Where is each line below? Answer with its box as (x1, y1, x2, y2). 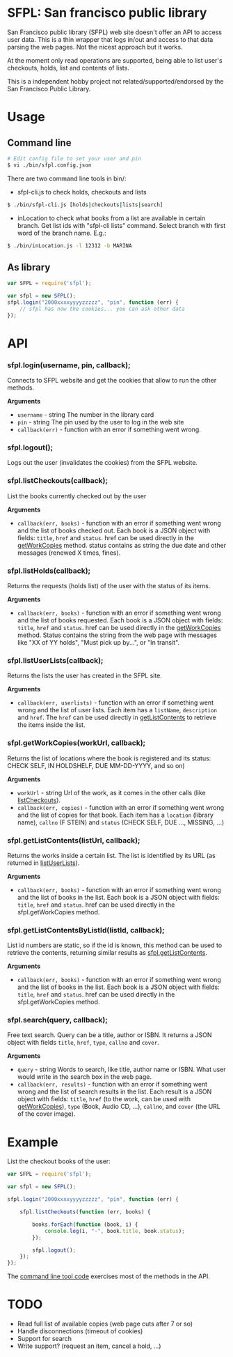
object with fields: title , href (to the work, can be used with (17, 1095, 191, 1103)
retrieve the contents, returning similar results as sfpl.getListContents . (7, 949, 207, 957)
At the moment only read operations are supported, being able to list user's (7, 56, 223, 64)
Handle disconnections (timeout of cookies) (17, 1327, 143, 1335)
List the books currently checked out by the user (7, 491, 147, 500)
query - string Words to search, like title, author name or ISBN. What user (17, 1065, 226, 1074)
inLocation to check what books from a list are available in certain (17, 214, 206, 222)
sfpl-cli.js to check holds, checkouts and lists (17, 187, 147, 196)
